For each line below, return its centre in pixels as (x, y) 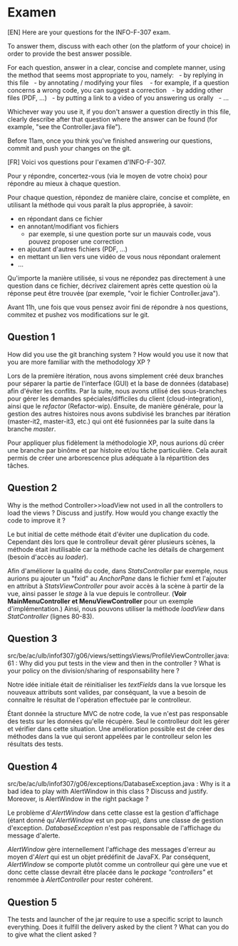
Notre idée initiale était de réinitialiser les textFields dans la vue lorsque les (117, 685)
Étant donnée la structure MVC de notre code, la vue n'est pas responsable (118, 714)
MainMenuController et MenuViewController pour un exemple (100, 601)
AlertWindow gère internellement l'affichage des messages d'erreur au (112, 850)
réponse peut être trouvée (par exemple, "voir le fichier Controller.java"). (114, 293)
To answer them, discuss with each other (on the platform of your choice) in (119, 46)
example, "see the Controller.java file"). (65, 126)
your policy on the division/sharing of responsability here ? (93, 671)
